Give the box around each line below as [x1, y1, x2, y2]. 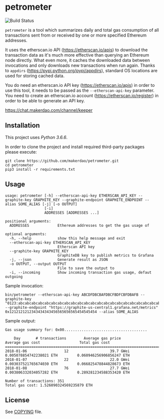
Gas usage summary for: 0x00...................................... [5, 327, 147, 332]
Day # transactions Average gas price [14, 336, 121, 340]
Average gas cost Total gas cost [5, 340, 110, 345]
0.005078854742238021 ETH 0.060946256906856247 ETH [5, 353, 130, 358]
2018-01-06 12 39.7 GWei [5, 348, 130, 354]
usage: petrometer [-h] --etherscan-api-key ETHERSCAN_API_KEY [5, 193, 137, 198]
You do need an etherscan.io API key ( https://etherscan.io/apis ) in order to [5, 82, 155, 88]
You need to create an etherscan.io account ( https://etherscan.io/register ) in [5, 92, 159, 99]
